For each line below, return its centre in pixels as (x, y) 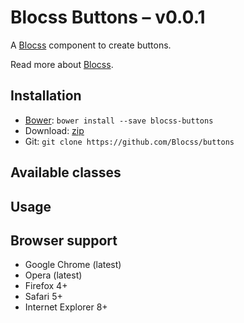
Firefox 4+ (46, 286)
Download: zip (54, 130)
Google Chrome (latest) (73, 265)
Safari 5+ (43, 297)
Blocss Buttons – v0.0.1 (108, 17)
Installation (46, 96)
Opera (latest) (53, 275)
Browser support (64, 240)
